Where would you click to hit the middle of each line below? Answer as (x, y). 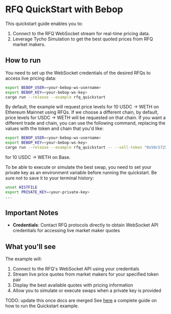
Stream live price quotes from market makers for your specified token (85, 274)
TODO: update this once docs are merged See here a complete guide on (81, 301)
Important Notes (32, 213)
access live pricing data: (31, 78)
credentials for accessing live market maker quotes (66, 231)
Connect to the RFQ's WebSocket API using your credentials (76, 269)
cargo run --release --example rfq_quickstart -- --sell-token (74, 148)
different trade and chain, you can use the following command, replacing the (85, 123)
